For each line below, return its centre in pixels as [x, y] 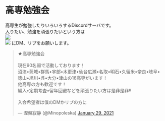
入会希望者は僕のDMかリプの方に [52, 102]
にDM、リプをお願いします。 [41, 43]
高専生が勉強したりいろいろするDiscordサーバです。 [60, 25]
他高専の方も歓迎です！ [42, 84]
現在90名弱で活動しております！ [51, 65]
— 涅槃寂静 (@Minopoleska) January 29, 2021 [66, 113]
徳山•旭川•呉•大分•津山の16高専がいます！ [62, 78]
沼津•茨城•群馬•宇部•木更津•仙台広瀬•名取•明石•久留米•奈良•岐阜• [89, 72]
